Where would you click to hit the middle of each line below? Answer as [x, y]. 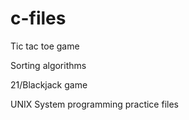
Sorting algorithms [48, 65]
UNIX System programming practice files [94, 104]
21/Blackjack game [49, 84]
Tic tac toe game [45, 46]
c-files [38, 18]
